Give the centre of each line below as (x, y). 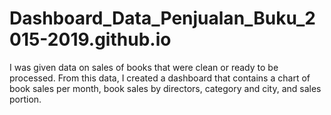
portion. (25, 99)
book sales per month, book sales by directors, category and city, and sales (165, 88)
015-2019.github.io (90, 39)
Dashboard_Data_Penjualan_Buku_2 (162, 18)
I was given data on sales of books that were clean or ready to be (144, 67)
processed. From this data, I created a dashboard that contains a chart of (160, 78)
